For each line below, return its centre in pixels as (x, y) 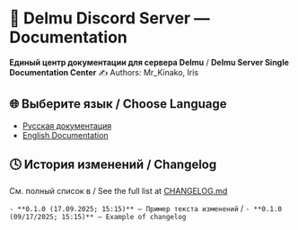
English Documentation (66, 135)
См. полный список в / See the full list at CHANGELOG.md (118, 190)
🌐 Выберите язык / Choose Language (118, 104)
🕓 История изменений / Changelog (113, 165)
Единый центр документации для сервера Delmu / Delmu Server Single (149, 62)
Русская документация (67, 126)
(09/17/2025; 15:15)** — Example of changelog (98, 217)
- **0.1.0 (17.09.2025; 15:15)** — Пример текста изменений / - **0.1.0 (146, 208)
